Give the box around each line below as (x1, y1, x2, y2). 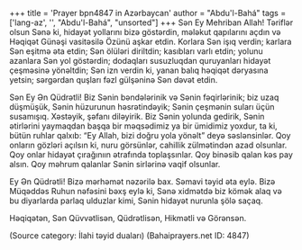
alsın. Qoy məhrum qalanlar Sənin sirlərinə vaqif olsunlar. (9, 159, 221, 169)
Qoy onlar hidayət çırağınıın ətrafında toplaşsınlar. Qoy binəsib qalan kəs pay (9, 149, 293, 160)
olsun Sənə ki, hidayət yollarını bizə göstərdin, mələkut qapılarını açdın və (9, 27, 281, 37)
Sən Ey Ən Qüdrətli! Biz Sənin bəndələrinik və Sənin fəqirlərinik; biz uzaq (9, 92, 279, 103)
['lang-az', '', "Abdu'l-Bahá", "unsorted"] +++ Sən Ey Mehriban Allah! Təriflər (9, 17, 294, 28)
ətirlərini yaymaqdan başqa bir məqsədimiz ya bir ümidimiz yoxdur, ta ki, (9, 121, 278, 131)
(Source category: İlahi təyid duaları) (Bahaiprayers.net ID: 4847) (9, 230, 250, 241)
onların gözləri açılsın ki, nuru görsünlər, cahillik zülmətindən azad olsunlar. (9, 139, 288, 150)
